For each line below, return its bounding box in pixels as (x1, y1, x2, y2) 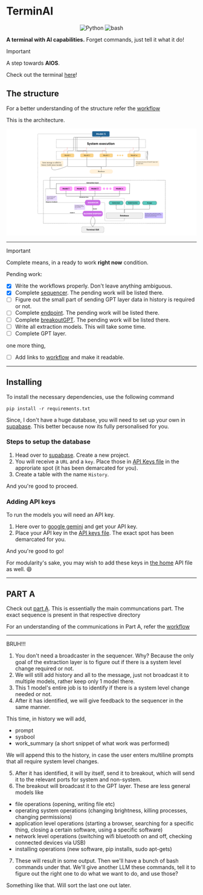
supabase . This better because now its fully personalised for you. (6, 422, 169, 430)
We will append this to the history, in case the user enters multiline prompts (6, 751, 194, 758)
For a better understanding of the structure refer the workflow (6, 105, 160, 112)
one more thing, (6, 341, 46, 349)
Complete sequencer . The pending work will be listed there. (14, 289, 164, 297)
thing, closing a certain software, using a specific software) (14, 826, 163, 833)
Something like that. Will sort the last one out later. (6, 881, 132, 889)
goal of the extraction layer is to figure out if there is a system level (14, 658, 181, 665)
